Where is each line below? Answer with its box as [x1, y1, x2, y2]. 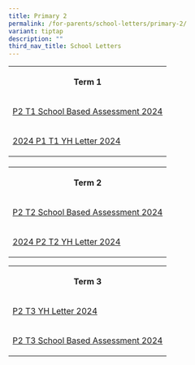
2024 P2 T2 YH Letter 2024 [12, 235, 121, 247]
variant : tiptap [8, 27, 63, 35]
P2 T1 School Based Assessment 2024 [12, 106, 163, 117]
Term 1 [73, 77, 102, 88]
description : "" [8, 34, 63, 43]
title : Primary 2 [8, 11, 67, 20]
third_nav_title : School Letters [8, 42, 122, 51]
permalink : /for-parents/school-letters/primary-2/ [8, 20, 187, 28]
